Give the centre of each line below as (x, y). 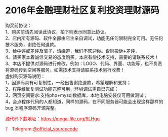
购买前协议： (18, 25)
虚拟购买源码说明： (25, 76)
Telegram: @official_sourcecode (45, 129)
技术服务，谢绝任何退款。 (32, 44)
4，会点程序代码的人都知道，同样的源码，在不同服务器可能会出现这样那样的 (84, 101)
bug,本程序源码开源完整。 (32, 108)
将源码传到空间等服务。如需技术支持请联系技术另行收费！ (65, 70)
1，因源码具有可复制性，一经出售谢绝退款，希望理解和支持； (68, 82)
